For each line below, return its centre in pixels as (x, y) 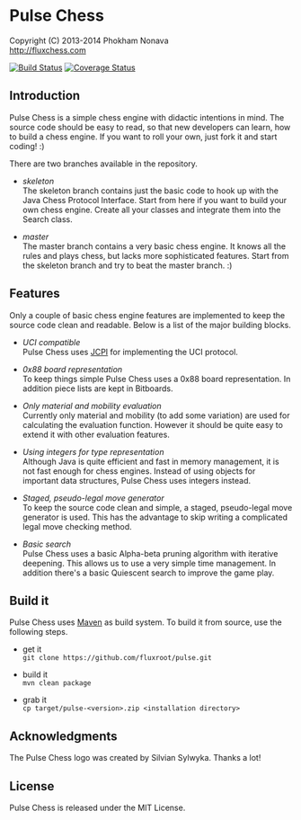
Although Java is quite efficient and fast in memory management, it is (151, 461)
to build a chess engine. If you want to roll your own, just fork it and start (143, 137)
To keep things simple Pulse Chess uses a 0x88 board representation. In (156, 379)
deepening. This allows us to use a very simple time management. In (149, 563)
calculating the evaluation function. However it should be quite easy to (152, 424)
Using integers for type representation (93, 451)
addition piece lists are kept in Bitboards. (97, 388)
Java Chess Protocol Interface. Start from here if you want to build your (155, 200)
